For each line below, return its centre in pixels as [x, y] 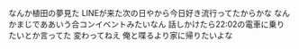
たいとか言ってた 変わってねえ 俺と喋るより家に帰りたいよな [121, 35]
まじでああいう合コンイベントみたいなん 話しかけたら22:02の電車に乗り [150, 24]
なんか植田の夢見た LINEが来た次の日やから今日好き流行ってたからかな [140, 13]
